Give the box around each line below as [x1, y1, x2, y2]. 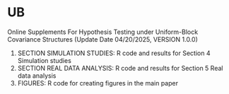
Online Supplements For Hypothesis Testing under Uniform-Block [7, 28, 199, 36]
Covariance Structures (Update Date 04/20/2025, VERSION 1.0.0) [7, 35, 198, 43]
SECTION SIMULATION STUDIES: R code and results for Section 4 [17, 49, 211, 57]
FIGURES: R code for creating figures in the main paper [17, 78, 179, 87]
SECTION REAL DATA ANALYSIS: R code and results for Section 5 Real [17, 64, 223, 72]
